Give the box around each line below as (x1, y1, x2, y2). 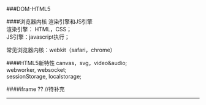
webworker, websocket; (6, 66, 67, 73)
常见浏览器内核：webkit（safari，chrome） (6, 46, 116, 53)
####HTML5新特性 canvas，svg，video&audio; (6, 60, 128, 66)
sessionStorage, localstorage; (6, 73, 82, 80)
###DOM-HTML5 (6, 6, 51, 12)
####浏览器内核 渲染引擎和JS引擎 (6, 18, 93, 25)
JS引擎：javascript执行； (6, 33, 71, 41)
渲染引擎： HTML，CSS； (6, 26, 72, 33)
